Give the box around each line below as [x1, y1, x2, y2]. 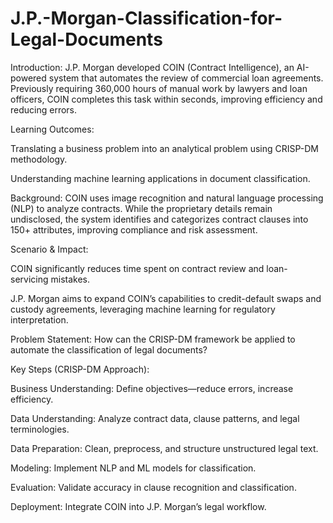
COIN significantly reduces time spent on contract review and [10, 262, 265, 274]
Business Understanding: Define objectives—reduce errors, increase [10, 382, 294, 394]
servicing [10, 273, 49, 285]
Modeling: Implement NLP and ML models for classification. [10, 462, 257, 474]
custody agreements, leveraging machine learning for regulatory [10, 303, 276, 315]
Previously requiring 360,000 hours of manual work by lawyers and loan [10, 82, 308, 94]
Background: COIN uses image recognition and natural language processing [10, 192, 324, 204]
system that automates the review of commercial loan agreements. [48, 72, 324, 84]
